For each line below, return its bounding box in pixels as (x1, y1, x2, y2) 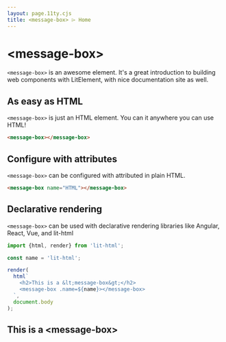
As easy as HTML (7, 95, 84, 107)
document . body (13, 298, 53, 305)
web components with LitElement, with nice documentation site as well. (7, 76, 209, 84)
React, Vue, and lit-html (7, 228, 74, 237)
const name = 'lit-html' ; (7, 254, 81, 261)
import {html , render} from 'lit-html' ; (7, 242, 125, 249)
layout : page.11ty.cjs (7, 10, 72, 17)
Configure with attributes (7, 153, 118, 165)
